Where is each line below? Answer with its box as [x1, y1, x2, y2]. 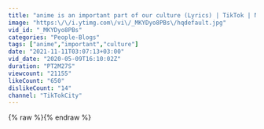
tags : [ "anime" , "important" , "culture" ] [8, 41, 139, 48]
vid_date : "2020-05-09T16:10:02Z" [8, 56, 122, 63]
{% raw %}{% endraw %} [8, 113, 92, 122]
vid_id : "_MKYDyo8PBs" [8, 26, 82, 34]
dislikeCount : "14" [8, 84, 72, 92]
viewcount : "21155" [8, 70, 72, 77]
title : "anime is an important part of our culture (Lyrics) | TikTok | [8, 11, 251, 20]
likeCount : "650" [8, 77, 65, 84]
